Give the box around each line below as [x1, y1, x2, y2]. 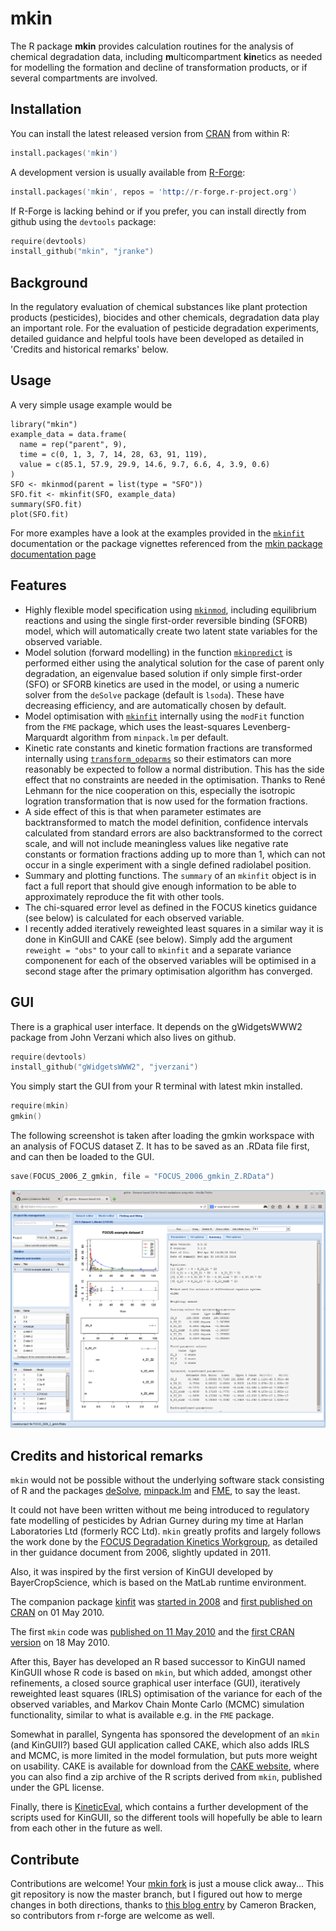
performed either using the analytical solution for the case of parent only [24, 657, 325, 669]
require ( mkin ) [10, 1101, 70, 1111]
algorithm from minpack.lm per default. [70, 731, 229, 743]
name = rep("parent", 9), [19, 439, 128, 449]
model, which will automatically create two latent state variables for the [24, 625, 318, 637]
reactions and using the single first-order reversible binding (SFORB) [24, 614, 308, 626]
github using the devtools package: [10, 215, 157, 227]
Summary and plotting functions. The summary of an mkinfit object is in [24, 869, 317, 881]
